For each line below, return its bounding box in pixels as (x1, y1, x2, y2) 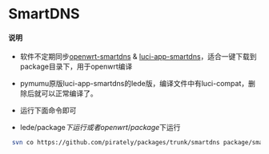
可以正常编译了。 (41, 89, 98, 98)
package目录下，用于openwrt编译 (19, 61, 133, 72)
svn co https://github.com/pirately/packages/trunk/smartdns (11, 139, 220, 147)
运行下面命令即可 (19, 105, 77, 116)
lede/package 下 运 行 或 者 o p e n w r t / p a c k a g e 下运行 (19, 123, 181, 132)
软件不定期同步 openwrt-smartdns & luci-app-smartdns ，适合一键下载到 (19, 52, 258, 61)
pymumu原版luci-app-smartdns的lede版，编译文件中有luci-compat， (19, 79, 249, 89)
